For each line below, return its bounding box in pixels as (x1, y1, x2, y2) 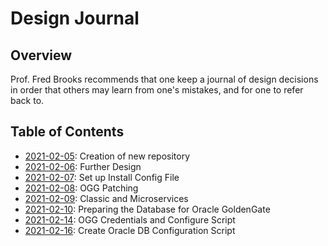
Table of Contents (10, 123, 125, 141)
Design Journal (10, 7, 140, 30)
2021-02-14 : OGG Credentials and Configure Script (24, 213, 236, 226)
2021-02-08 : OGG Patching (24, 182, 139, 194)
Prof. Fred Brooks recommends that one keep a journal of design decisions (10, 73, 319, 85)
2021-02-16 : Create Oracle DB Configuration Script (24, 224, 236, 236)
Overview (10, 47, 73, 64)
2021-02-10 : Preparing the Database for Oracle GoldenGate (24, 203, 271, 215)
